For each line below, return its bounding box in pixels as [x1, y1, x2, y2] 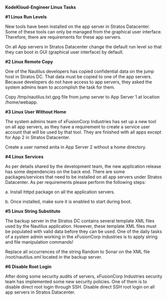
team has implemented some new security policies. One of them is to [5, 279, 147, 285]
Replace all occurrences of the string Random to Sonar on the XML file [5, 249, 151, 255]
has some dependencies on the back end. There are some [5, 169, 125, 174]
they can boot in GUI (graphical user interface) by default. [5, 49, 124, 55]
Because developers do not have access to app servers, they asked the [5, 79, 152, 85]
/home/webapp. [5, 99, 38, 105]
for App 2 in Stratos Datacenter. [5, 135, 70, 140]
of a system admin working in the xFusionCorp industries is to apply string [5, 234, 158, 240]
